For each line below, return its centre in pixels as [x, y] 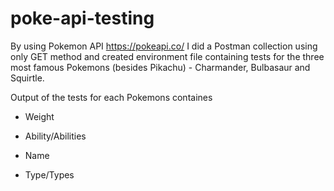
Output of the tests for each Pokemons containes [111, 97]
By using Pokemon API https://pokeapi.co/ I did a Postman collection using [164, 46]
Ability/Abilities [55, 136]
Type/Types [49, 174]
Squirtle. [27, 78]
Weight [39, 116]
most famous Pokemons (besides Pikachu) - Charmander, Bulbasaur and [160, 67]
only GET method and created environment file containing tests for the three [167, 56]
